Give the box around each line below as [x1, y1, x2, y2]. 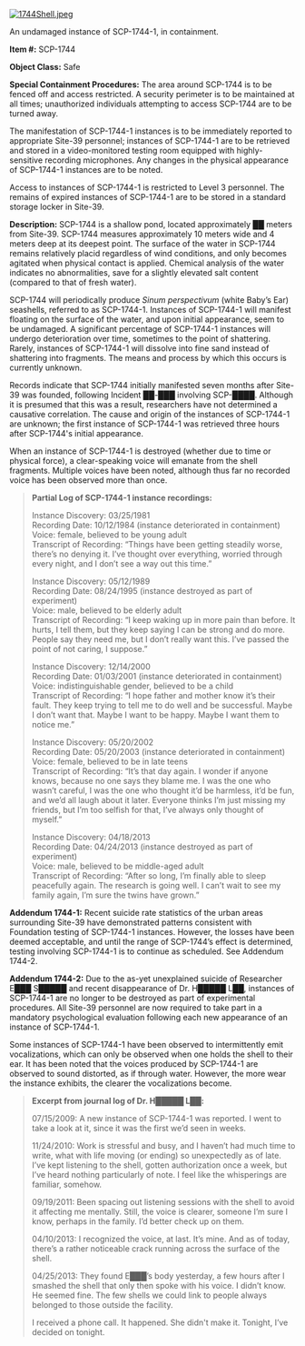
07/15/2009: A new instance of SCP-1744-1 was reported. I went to [31, 1113, 281, 1123]
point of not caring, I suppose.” [31, 644, 148, 654]
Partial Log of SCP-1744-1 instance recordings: [31, 492, 212, 503]
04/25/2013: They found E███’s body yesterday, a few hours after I [31, 1271, 285, 1281]
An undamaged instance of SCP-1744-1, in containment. [9, 26, 220, 36]
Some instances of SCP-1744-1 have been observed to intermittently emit [9, 1040, 284, 1050]
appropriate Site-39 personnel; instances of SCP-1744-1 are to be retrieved [9, 136, 290, 146]
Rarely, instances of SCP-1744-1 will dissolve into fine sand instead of [9, 343, 270, 354]
